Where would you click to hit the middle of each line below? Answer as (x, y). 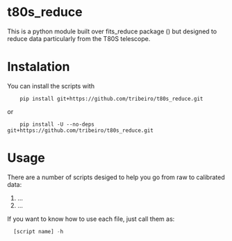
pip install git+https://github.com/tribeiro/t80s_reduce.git (111, 99)
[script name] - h (39, 231)
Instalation (39, 67)
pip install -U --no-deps (57, 124)
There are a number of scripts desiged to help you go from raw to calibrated (116, 177)
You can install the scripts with (51, 86)
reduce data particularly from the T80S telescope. (79, 38)
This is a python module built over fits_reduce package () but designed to (112, 31)
